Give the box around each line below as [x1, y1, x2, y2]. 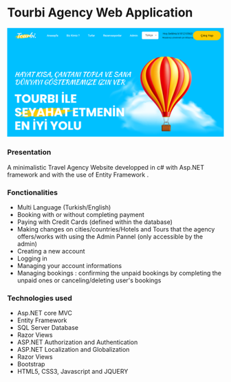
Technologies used [7, 293, 72, 303]
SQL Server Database [16, 324, 79, 332]
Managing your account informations [16, 262, 122, 269]
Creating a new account [16, 247, 85, 255]
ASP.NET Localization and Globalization [16, 346, 130, 354]
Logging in [16, 254, 48, 262]
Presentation [7, 148, 52, 157]
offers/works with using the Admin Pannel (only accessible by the [16, 232, 203, 240]
